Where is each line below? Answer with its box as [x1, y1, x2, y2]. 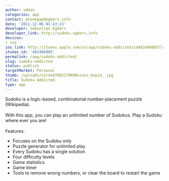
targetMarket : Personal [5, 68, 55, 73]
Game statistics [12, 159, 45, 165]
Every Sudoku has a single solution [12, 148, 86, 154]
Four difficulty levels [12, 154, 55, 160]
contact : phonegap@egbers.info [5, 17, 71, 22]
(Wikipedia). [5, 101, 31, 107]
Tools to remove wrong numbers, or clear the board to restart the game [12, 169, 160, 176]
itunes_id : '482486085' [5, 49, 55, 54]
